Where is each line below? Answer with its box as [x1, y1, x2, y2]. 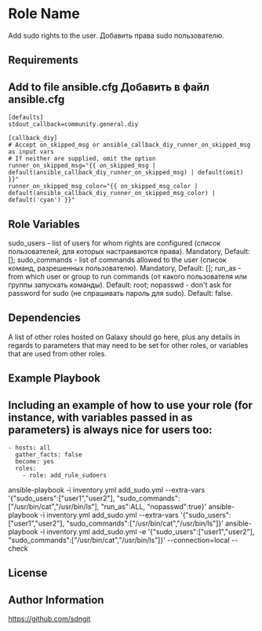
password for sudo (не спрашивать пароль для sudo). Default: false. [8, 288, 233, 297]
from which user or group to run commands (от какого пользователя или [8, 271, 247, 281]
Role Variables [8, 217, 80, 231]
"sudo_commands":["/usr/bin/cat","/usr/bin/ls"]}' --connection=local [8, 535, 230, 544]
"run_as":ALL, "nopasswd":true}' [100, 501, 207, 511]
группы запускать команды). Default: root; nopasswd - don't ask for [8, 280, 232, 290]
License [8, 566, 48, 580]
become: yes [15, 457, 55, 465]
